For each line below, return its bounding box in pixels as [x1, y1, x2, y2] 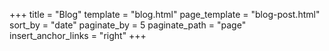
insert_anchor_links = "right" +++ [9, 30, 147, 41]
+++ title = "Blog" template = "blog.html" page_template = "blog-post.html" [9, 9, 321, 20]
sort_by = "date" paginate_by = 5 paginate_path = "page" [9, 19, 247, 31]
